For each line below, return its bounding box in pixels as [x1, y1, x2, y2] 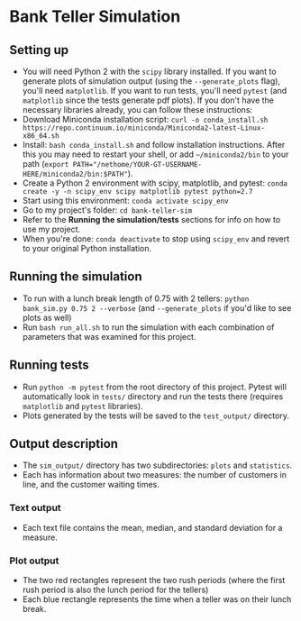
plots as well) [22, 312, 72, 323]
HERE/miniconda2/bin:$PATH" [22, 169, 128, 178]
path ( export [22, 159, 69, 169]
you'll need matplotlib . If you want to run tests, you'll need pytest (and [22, 86, 287, 96]
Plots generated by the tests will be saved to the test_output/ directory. [22, 410, 290, 421]
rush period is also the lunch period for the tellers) [22, 584, 209, 596]
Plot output [9, 554, 59, 567]
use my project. [22, 224, 81, 234]
